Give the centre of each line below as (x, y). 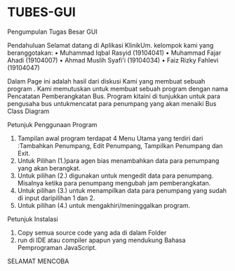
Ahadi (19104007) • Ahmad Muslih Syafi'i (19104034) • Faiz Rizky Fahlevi (113, 60)
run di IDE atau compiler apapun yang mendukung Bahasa (101, 240)
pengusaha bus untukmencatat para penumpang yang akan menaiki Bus (112, 103)
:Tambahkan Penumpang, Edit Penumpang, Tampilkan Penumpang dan (120, 145)
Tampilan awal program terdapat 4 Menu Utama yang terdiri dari (110, 138)
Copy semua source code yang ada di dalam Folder (92, 232)
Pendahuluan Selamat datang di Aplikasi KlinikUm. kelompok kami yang (110, 45)
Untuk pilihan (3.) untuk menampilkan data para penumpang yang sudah (122, 190)
